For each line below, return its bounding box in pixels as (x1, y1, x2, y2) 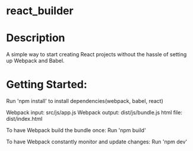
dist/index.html (6, 115, 43, 123)
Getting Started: (6, 78, 87, 91)
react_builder (6, 4, 74, 18)
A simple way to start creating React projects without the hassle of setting (6, 51, 187, 58)
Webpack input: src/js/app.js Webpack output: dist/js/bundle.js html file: (6, 109, 183, 116)
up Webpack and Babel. (6, 57, 65, 65)
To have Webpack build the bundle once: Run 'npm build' (6, 127, 147, 134)
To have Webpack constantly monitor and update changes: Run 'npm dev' (6, 138, 188, 146)
